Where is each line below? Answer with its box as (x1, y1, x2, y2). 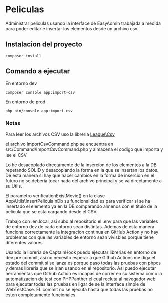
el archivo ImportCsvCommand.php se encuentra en (5, 141, 114, 147)
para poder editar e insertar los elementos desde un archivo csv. (5, 25, 139, 31)
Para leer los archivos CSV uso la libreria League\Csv (5, 131, 115, 137)
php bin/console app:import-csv (5, 108, 73, 113)
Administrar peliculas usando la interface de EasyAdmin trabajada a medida (5, 20, 161, 26)
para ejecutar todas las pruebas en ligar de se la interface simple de (5, 281, 146, 287)
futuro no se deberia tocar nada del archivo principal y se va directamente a (5, 177, 162, 184)
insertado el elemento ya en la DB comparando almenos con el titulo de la (5, 203, 157, 209)
